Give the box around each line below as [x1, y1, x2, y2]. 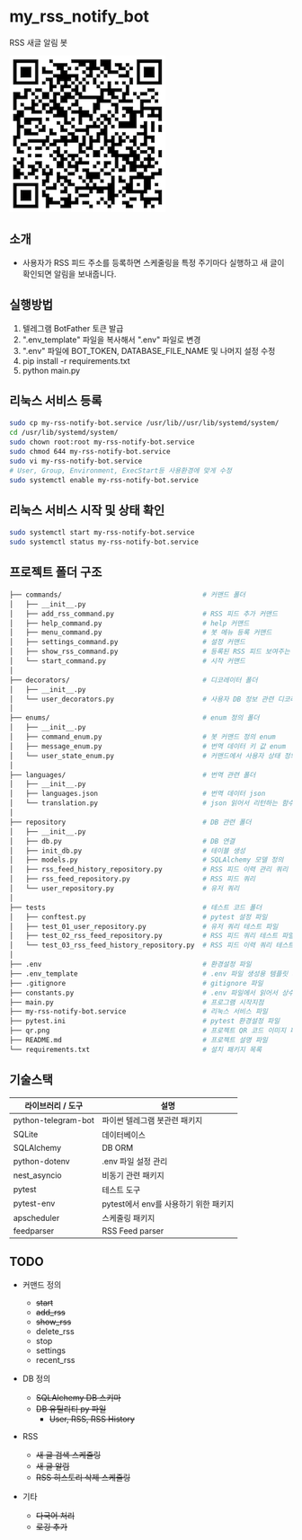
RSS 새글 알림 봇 [9, 37, 68, 48]
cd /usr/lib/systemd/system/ [9, 429, 119, 438]
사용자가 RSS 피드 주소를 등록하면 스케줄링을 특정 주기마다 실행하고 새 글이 [22, 257, 285, 268]
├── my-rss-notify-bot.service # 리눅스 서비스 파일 [9, 1007, 268, 1016]
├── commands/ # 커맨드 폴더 [9, 590, 245, 599]
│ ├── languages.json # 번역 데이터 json [9, 789, 266, 799]
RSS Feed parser [102, 1226, 164, 1236]
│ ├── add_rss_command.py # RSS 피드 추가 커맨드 [9, 609, 279, 618]
